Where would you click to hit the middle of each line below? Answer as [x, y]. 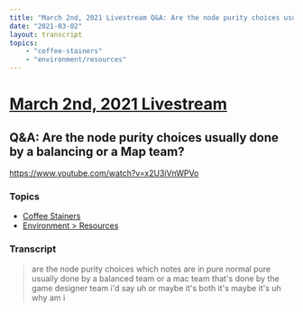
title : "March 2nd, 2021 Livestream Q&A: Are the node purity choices [145, 18]
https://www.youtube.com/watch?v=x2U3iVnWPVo [104, 173]
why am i [48, 298]
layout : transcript [46, 34]
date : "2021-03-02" [46, 26]
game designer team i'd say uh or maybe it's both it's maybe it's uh [156, 288]
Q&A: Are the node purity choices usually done [144, 138]
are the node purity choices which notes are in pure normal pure [151, 269]
